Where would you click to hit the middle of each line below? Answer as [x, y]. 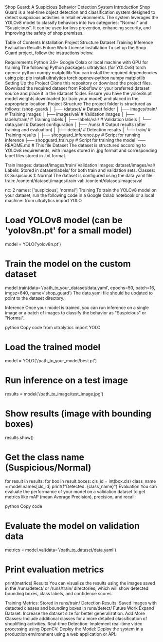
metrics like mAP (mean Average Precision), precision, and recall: [71, 497]
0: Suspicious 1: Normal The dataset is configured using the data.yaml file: [80, 176]
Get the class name [45, 457]
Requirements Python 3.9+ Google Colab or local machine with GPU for [77, 62]
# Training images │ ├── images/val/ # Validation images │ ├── [70, 114]
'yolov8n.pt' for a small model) [69, 231]
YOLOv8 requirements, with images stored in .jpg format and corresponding [81, 150]
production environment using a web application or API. [61, 634]
